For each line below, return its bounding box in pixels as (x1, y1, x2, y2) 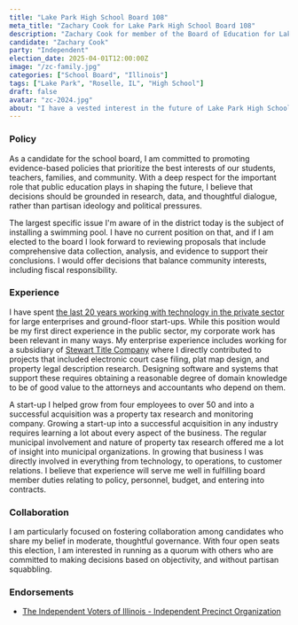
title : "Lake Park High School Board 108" (9, 12, 169, 22)
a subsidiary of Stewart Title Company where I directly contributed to (9, 344, 262, 355)
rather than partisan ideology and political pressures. (9, 200, 202, 211)
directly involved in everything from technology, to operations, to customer (9, 456, 282, 466)
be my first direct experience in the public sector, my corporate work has (9, 325, 276, 336)
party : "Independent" (9, 46, 90, 55)
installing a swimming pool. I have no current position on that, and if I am (9, 227, 274, 238)
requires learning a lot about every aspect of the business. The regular (9, 427, 267, 438)
